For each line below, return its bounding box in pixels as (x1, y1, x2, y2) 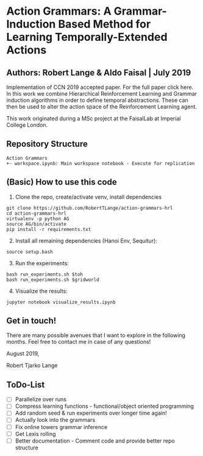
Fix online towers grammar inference (15, 423, 108, 430)
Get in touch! (6, 316, 57, 326)
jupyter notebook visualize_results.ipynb (6, 299, 116, 305)
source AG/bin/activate (6, 221, 67, 227)
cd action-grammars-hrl (6, 210, 67, 216)
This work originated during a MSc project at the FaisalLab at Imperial (6, 115, 181, 122)
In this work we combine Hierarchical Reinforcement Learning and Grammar (6, 90, 197, 97)
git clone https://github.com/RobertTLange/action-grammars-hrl (6, 205, 173, 211)
